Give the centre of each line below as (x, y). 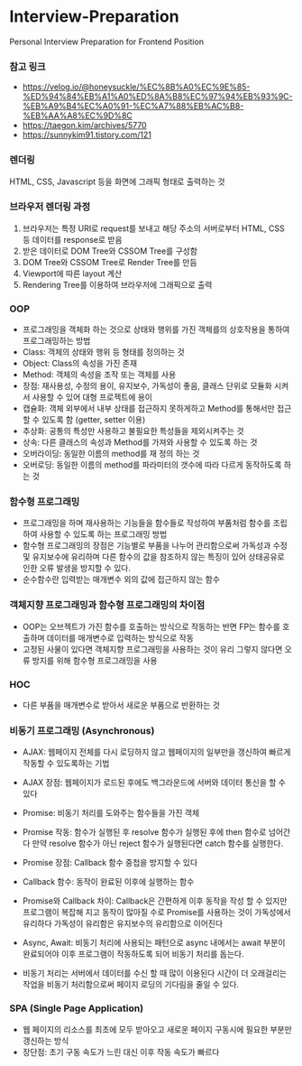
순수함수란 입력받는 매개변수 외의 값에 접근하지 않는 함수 (121, 579)
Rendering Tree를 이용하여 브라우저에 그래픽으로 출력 (117, 284)
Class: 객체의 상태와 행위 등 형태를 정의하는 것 (103, 352)
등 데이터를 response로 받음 (73, 239)
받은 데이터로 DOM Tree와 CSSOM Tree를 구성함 (110, 251)
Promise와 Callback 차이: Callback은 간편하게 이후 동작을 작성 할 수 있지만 (155, 901)
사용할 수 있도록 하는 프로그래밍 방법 (103, 534)
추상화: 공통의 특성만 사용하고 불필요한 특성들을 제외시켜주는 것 (133, 431)
